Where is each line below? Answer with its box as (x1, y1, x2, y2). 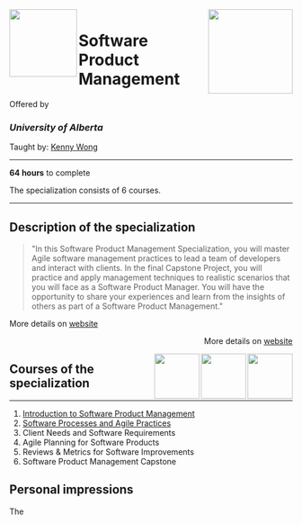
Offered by (9, 98, 49, 109)
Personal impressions (9, 482, 134, 498)
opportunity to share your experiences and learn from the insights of (31, 292, 286, 303)
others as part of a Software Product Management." (31, 301, 224, 312)
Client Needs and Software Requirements (22, 427, 176, 438)
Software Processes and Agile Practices (22, 418, 172, 429)
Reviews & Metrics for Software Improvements (22, 446, 195, 457)
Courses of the (9, 362, 94, 377)
